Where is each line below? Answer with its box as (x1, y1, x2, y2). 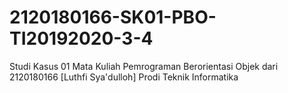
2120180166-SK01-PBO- (9, 6, 217, 29)
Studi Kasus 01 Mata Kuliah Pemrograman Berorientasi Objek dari (9, 60, 279, 72)
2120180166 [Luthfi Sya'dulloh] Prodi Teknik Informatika (9, 71, 239, 83)
